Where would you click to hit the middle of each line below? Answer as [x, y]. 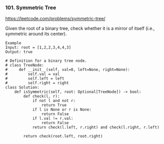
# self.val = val [32, 74]
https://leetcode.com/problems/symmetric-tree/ [55, 19]
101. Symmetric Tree [31, 8]
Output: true [19, 52]
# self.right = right [37, 83]
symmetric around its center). [36, 34]
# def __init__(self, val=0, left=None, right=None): [68, 70]
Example [13, 43]
